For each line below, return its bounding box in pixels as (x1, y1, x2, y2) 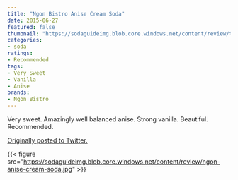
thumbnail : (7, 30, 40, 37)
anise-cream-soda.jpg (7, 165, 73, 173)
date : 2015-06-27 (7, 17, 59, 24)
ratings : (7, 50, 33, 57)
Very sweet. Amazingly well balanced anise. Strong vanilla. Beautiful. (7, 115, 208, 124)
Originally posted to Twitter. (7, 136, 89, 145)
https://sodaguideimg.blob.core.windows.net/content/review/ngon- (23, 157, 221, 166)
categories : (7, 37, 42, 44)
